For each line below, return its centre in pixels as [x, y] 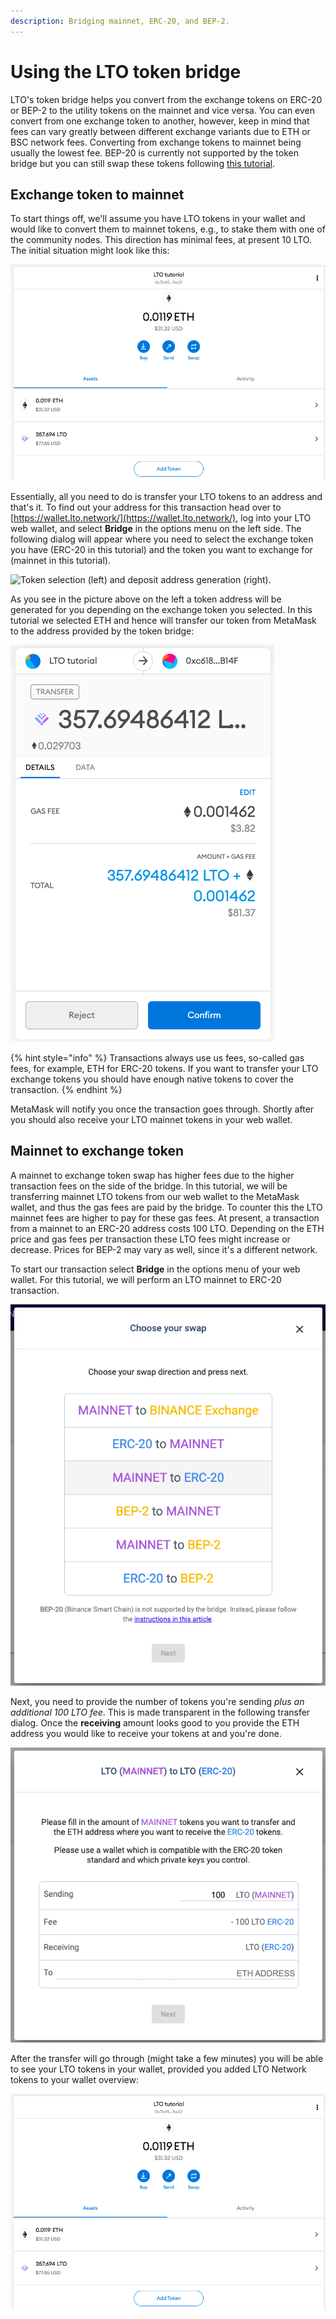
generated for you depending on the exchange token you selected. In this [161, 609]
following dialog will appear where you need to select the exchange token [162, 539]
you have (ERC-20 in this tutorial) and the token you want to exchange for [161, 549]
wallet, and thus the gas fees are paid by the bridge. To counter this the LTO [166, 1207]
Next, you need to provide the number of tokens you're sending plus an [157, 1701]
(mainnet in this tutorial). [60, 560]
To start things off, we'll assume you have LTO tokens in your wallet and [158, 219]
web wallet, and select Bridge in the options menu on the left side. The [156, 528]
